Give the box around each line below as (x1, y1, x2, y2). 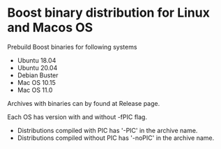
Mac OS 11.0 (17, 86, 53, 94)
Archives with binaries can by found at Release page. (7, 99, 160, 107)
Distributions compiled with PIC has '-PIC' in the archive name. (17, 126, 198, 134)
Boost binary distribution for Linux (7, 5, 211, 21)
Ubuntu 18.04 (17, 56, 56, 64)
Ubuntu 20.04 (17, 63, 58, 72)
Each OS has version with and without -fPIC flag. (7, 113, 148, 121)
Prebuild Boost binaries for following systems (7, 42, 137, 51)
